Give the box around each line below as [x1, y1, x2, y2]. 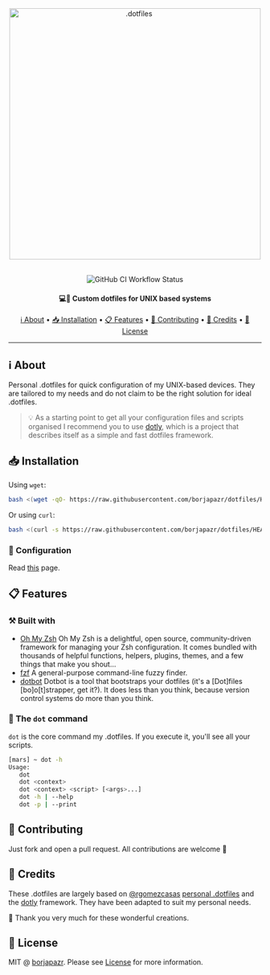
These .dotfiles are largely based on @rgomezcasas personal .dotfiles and [8, 888, 255, 899]
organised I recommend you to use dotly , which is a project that [27, 422, 239, 432]
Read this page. [8, 563, 60, 572]
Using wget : [8, 480, 47, 490]
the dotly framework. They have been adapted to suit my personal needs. [8, 897, 252, 907]
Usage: [8, 763, 31, 771]
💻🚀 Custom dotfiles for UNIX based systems [59, 293, 211, 303]
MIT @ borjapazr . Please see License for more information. [8, 957, 203, 967]
